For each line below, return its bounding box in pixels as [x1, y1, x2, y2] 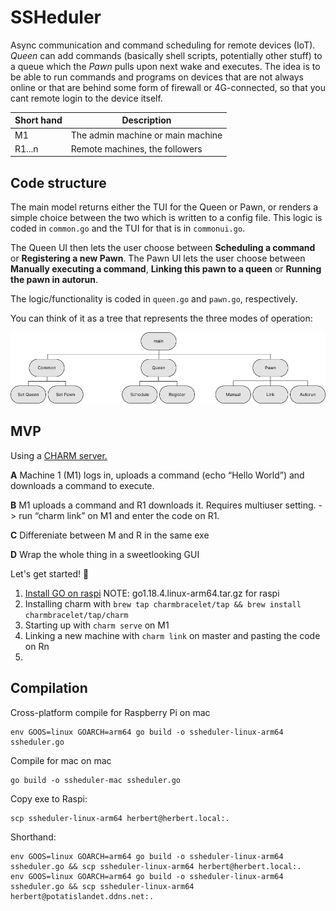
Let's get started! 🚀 [10, 567, 90, 580]
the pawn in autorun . [10, 274, 98, 286]
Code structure [10, 174, 107, 191]
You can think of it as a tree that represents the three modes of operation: [10, 312, 313, 325]
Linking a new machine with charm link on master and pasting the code [24, 629, 321, 641]
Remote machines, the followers [70, 142, 203, 155]
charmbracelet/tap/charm [24, 610, 129, 620]
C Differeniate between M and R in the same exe [10, 529, 210, 541]
